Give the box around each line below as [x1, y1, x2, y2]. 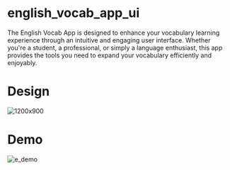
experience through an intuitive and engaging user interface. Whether [7, 35, 211, 44]
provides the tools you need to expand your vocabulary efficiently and [7, 51, 212, 59]
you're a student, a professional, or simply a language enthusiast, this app [7, 43, 223, 52]
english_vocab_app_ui [7, 5, 140, 21]
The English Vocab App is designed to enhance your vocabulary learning [7, 28, 220, 37]
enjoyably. [7, 58, 38, 67]
